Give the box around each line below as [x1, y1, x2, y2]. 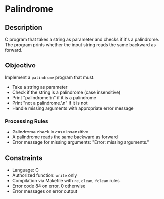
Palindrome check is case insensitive [12, 129, 89, 135]
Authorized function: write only [12, 172, 77, 178]
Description [5, 23, 42, 32]
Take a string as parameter [12, 84, 68, 90]
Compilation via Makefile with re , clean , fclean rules [12, 177, 120, 183]
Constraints [5, 154, 43, 162]
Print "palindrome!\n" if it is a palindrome [12, 94, 96, 100]
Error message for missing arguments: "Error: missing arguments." [12, 139, 149, 145]
